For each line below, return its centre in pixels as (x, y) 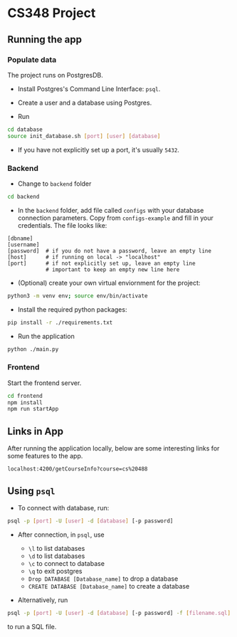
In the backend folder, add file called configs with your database (111, 210)
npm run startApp (33, 409)
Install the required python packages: (72, 309)
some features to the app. (45, 456)
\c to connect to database (67, 563)
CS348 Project (52, 13)
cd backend (23, 196)
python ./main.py (33, 349)
